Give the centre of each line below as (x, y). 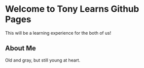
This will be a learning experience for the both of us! (58, 33)
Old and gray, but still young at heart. (43, 60)
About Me (20, 48)
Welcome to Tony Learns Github (72, 9)
